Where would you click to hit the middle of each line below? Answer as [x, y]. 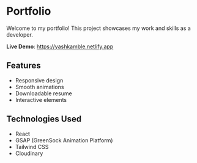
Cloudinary [29, 153]
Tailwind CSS [32, 147]
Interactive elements [41, 100]
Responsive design [39, 80]
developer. [20, 34]
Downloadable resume [43, 93]
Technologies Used [44, 119]
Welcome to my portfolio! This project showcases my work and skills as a [98, 28]
